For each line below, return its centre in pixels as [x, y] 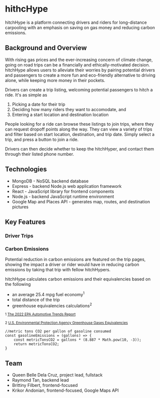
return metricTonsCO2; [36, 344]
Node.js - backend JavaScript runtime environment [63, 196]
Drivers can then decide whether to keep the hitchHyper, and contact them [80, 149]
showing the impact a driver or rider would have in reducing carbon [72, 265]
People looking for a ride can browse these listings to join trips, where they [80, 124]
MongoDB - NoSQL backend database [50, 181]
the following [18, 284]
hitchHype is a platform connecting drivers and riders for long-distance [76, 22]
